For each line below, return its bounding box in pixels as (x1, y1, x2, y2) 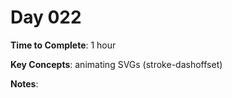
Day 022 (10, 6, 82, 29)
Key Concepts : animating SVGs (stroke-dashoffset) (10, 58, 223, 70)
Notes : (10, 77, 39, 90)
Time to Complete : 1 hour (10, 39, 117, 51)
